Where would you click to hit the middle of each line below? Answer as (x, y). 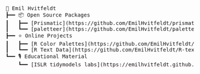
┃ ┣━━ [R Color (31, 44)
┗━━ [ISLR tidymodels (50, 65)
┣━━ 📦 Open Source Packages (48, 15)
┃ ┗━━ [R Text (29, 50)
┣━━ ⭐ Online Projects (39, 36)
